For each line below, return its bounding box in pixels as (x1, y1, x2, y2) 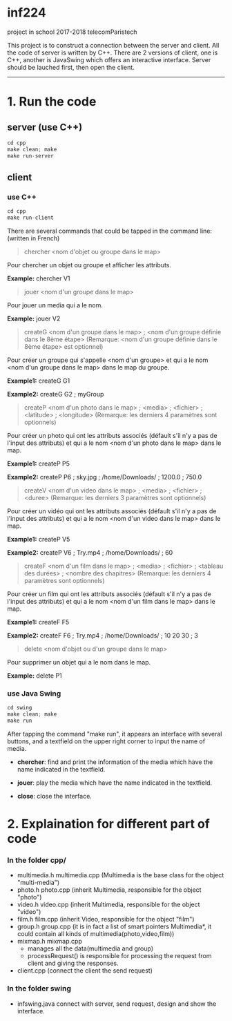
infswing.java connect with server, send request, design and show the (17, 1000, 217, 1008)
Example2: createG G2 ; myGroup (7, 390, 104, 398)
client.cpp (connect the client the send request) (17, 966, 153, 975)
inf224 (7, 5, 46, 21)
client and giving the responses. (27, 959, 119, 968)
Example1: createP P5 (7, 459, 70, 468)
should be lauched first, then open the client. (7, 63, 135, 71)
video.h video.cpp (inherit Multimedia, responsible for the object (17, 900, 200, 909)
